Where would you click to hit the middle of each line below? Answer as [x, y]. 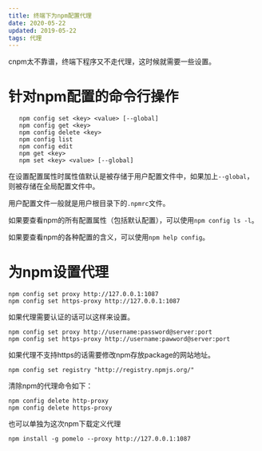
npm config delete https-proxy [60, 408]
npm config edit [46, 147]
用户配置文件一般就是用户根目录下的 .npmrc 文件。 [89, 204]
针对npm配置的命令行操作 [93, 97]
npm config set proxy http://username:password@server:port [111, 332]
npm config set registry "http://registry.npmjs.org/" [101, 370]
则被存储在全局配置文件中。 [54, 186]
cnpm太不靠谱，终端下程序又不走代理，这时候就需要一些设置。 [112, 61]
